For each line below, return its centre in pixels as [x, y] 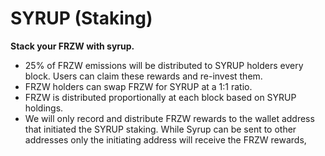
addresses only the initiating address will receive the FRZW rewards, [165, 139]
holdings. [44, 108]
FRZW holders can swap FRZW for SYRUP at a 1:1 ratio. [138, 86]
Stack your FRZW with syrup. [72, 46]
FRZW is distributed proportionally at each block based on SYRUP [160, 97]
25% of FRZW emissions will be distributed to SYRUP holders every [164, 65]
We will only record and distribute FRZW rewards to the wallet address [169, 118]
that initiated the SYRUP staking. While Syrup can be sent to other [160, 129]
